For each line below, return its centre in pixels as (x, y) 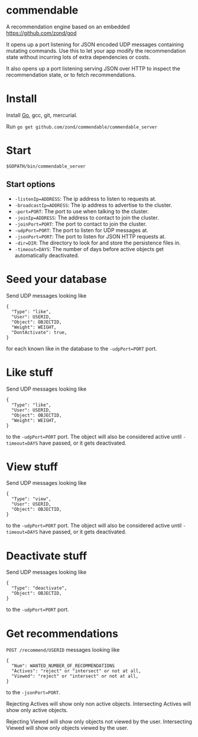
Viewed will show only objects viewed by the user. (67, 728)
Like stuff (30, 372)
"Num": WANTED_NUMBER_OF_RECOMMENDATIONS (63, 666)
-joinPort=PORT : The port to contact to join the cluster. (81, 224)
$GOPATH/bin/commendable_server (46, 166)
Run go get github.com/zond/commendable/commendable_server (82, 126)
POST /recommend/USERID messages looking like (63, 650)
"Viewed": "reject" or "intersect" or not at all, (75, 676)
